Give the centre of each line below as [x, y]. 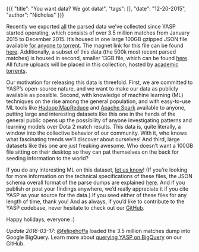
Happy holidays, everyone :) [41, 219]
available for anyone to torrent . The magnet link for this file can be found [95, 45]
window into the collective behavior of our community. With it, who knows [97, 133]
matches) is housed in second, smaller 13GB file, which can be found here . [97, 58]
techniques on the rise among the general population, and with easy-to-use [99, 101]
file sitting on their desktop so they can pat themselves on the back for [93, 152]
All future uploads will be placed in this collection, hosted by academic [92, 64]
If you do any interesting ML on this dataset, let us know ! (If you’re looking [97, 170]
